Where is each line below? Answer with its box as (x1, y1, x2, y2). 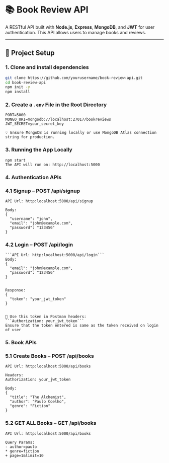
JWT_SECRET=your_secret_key (5, 121, 64, 126)
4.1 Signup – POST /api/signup (5, 187, 80, 194)
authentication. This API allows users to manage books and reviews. (5, 29, 147, 35)
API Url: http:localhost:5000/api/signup (5, 198, 94, 204)
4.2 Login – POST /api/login (5, 241, 73, 248)
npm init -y (5, 85, 30, 90)
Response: (5, 288, 26, 293)
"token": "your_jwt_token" (10, 296, 66, 302)
